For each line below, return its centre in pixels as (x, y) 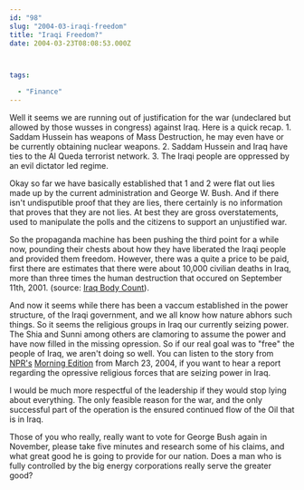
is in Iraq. (26, 419)
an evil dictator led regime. (59, 166)
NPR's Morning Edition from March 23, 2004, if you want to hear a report (145, 363)
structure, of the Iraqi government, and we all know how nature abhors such (151, 315)
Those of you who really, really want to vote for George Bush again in (138, 437)
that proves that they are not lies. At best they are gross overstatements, (144, 212)
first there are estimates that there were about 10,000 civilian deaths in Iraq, (150, 268)
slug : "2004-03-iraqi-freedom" (68, 26)
